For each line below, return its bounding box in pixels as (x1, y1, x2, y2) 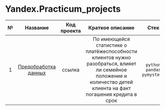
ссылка (62, 66, 80, 73)
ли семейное (95, 66, 127, 73)
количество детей (90, 79, 134, 85)
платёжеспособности (85, 48, 137, 55)
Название (25, 24, 49, 31)
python (145, 62, 161, 67)
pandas (145, 67, 161, 72)
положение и (95, 72, 127, 79)
